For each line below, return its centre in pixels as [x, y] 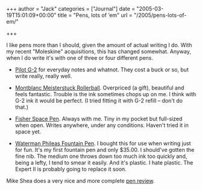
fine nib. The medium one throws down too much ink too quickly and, [101, 156]
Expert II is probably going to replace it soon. [71, 169]
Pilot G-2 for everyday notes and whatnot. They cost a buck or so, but [102, 70]
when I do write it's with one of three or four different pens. [80, 58]
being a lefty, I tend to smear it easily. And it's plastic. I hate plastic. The [104, 162]
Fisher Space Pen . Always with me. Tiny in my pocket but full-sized [99, 119]
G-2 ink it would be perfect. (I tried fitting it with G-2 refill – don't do [99, 100]
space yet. [28, 132]
